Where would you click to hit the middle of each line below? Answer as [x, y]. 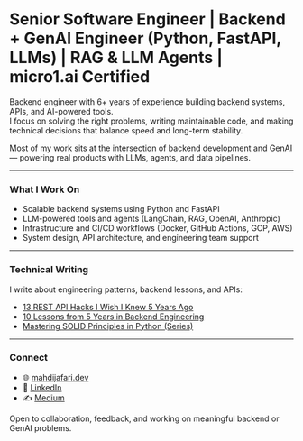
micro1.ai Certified [80, 77]
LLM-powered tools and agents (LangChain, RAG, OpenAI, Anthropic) [151, 219]
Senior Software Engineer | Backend [147, 19]
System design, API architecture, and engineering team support [141, 238]
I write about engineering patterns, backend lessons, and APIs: [126, 289]
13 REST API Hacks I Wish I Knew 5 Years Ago [108, 307]
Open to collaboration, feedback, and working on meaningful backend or [144, 418]
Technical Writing [49, 270]
